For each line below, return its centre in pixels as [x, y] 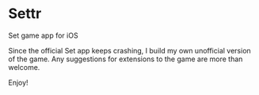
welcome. [24, 67]
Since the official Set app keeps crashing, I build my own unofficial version [129, 50]
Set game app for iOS [43, 35]
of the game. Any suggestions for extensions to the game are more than [126, 59]
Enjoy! [19, 82]
